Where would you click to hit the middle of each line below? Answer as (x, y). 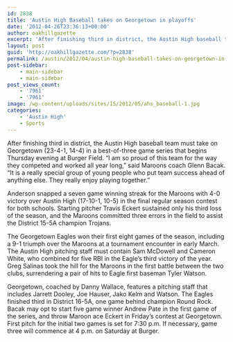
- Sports (32, 123)
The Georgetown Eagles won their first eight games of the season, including (116, 236)
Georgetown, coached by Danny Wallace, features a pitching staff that (107, 287)
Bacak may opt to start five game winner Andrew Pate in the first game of (112, 309)
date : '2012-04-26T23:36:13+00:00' (59, 26)
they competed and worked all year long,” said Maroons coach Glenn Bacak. (116, 165)
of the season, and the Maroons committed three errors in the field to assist (115, 215)
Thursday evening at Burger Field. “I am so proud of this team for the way (112, 157)
